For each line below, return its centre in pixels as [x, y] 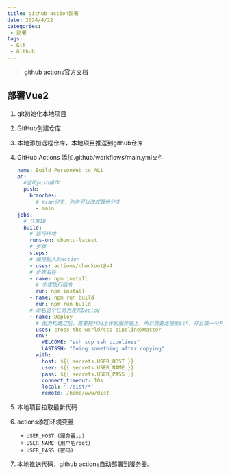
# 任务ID [35, 221]
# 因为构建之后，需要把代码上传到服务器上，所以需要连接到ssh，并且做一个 [127, 323]
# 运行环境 [43, 234]
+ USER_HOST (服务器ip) [53, 436]
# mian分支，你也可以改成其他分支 [78, 202]
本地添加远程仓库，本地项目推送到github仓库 [80, 143]
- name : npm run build [62, 298]
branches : [43, 196]
